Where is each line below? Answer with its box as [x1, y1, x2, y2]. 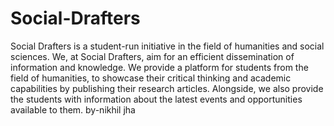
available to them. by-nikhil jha [10, 103, 136, 116]
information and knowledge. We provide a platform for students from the [10, 61, 309, 73]
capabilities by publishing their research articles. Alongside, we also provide [10, 82, 324, 94]
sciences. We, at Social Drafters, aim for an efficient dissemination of [10, 50, 295, 62]
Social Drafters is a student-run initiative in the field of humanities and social [10, 40, 325, 52]
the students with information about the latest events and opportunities [10, 93, 303, 105]
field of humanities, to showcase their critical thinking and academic [10, 72, 292, 84]
